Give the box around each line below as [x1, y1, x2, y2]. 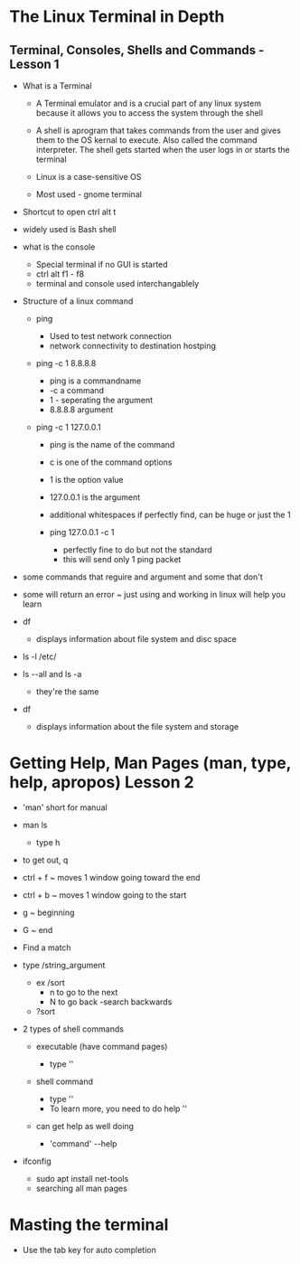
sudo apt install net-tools [35, 1173, 129, 1184]
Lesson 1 [9, 56, 60, 71]
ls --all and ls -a [22, 669, 82, 679]
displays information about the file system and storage [35, 722, 239, 731]
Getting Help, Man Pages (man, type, [9, 753, 292, 774]
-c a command [49, 385, 105, 395]
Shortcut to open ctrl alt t [22, 206, 117, 217]
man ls [22, 819, 48, 830]
